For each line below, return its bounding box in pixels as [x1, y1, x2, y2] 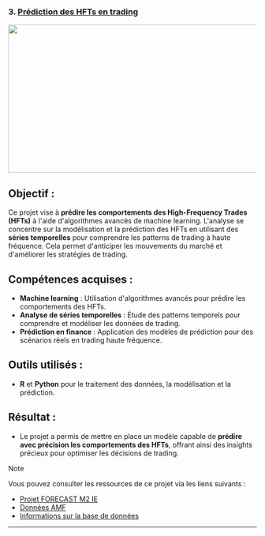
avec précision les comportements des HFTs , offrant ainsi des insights [19, 440, 252, 449]
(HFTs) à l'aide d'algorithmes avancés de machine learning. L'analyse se [8, 216, 244, 226]
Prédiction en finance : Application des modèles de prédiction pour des [19, 327, 254, 336]
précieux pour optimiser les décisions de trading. [19, 448, 179, 458]
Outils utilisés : [8, 358, 83, 372]
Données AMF [19, 502, 67, 512]
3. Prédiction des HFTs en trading [8, 6, 139, 17]
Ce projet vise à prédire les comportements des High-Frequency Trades [8, 208, 248, 217]
